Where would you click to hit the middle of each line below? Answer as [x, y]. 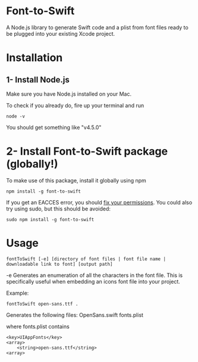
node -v [16, 116]
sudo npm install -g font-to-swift [50, 219]
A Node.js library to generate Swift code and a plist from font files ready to [97, 27]
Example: [18, 293]
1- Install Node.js [38, 79]
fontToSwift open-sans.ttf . [42, 304]
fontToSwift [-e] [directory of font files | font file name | [86, 259]
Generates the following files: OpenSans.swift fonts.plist [75, 315]
